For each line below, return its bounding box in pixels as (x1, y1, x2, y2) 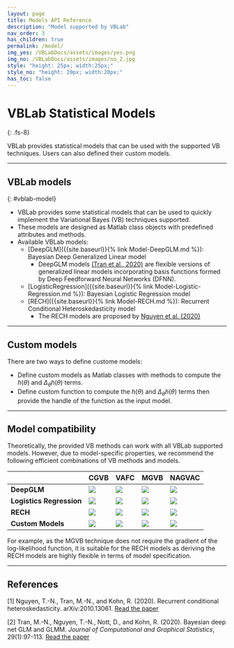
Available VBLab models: (17, 238, 89, 246)
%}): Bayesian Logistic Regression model (72, 290, 191, 298)
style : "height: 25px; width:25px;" (7, 62, 114, 69)
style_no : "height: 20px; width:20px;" (7, 68, 123, 75)
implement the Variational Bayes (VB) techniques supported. (17, 216, 191, 224)
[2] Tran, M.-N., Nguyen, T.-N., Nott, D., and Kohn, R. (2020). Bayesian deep (7, 618, 226, 626)
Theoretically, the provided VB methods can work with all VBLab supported (7, 441, 223, 450)
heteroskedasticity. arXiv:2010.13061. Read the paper (7, 605, 159, 613)
